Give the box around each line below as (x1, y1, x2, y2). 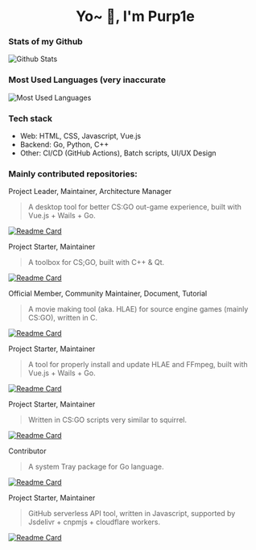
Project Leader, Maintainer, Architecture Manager (8, 187, 172, 196)
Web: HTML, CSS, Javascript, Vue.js (19, 131, 142, 141)
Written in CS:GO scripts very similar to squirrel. (27, 415, 188, 425)
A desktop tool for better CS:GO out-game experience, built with (27, 202, 242, 212)
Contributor (8, 446, 47, 456)
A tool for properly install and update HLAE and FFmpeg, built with (27, 360, 248, 370)
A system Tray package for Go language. (27, 462, 164, 472)
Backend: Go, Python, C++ (19, 140, 109, 150)
